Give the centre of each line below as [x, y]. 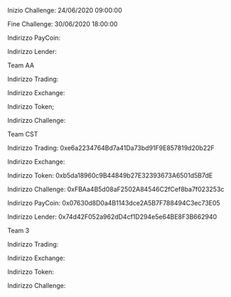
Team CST [23, 134]
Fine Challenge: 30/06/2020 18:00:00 [63, 24]
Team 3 [18, 231]
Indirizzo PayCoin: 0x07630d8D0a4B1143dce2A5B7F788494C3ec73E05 [114, 203]
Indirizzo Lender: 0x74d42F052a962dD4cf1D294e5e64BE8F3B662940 [112, 217]
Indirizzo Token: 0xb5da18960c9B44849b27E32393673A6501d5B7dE [110, 175]
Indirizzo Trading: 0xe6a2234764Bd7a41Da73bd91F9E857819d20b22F [111, 148]
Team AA [21, 65]
